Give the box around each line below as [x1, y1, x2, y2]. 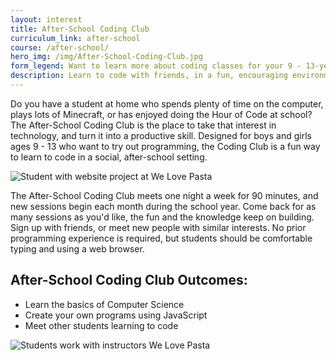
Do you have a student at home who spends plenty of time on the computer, [10, 97, 324, 110]
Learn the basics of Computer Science [24, 298, 185, 310]
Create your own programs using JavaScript [24, 309, 208, 321]
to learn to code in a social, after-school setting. [10, 151, 208, 163]
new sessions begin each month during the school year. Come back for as [10, 200, 317, 212]
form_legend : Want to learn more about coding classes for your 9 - [10, 61, 302, 71]
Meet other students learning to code [24, 319, 179, 331]
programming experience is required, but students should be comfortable [10, 232, 313, 244]
